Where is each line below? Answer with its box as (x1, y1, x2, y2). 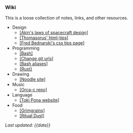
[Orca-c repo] (19, 87, 47, 93)
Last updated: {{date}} (5, 122, 51, 128)
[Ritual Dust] (19, 113, 45, 119)
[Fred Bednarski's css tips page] (19, 40, 85, 46)
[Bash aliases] (19, 61, 48, 67)
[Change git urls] (19, 56, 54, 62)
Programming (12, 45, 40, 51)
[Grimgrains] (19, 108, 45, 113)
